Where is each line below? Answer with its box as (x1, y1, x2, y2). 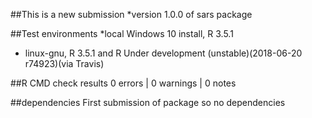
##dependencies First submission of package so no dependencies (10, 97, 286, 108)
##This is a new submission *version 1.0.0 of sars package (10, 9, 253, 20)
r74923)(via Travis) (24, 58, 105, 69)
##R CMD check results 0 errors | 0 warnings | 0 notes (10, 77, 237, 89)
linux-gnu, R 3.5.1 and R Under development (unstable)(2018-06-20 (24, 47, 303, 59)
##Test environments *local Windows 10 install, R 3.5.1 (10, 28, 234, 39)
